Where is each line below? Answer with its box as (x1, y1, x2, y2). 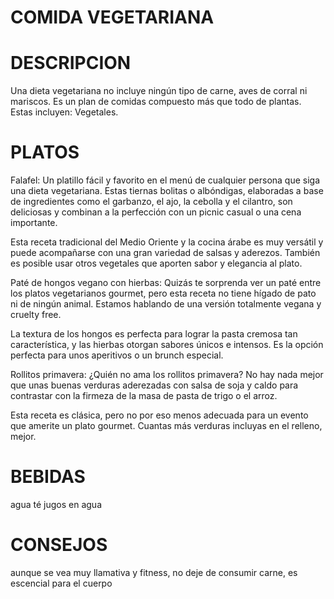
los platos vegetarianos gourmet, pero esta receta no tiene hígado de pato (10, 287, 317, 300)
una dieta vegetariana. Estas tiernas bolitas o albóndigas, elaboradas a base (10, 185, 324, 197)
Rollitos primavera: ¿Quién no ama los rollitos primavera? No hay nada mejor (10, 369, 324, 381)
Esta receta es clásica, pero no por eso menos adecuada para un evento (10, 409, 309, 421)
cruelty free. (10, 309, 62, 321)
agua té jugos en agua (10, 499, 103, 510)
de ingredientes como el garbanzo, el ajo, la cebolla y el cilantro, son (10, 196, 293, 208)
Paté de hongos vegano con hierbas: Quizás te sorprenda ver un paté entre (10, 277, 322, 289)
